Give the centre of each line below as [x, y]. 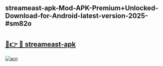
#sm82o [18, 24]
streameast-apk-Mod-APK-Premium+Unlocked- [82, 8]
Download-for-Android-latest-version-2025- [77, 16]
